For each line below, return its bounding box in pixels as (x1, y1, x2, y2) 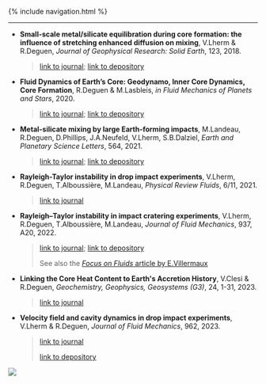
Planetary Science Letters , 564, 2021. (19, 142, 143, 150)
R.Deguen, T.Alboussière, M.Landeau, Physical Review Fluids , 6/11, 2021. (19, 181, 258, 189)
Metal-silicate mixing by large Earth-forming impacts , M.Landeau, (19, 124, 241, 134)
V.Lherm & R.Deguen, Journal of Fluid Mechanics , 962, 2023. (19, 321, 221, 331)
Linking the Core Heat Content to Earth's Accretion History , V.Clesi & (19, 274, 249, 283)
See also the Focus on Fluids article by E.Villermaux (39, 259, 208, 268)
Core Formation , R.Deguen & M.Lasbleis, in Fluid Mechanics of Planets (19, 86, 253, 94)
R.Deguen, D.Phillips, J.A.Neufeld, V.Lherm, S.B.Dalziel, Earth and (19, 133, 234, 142)
